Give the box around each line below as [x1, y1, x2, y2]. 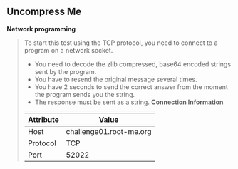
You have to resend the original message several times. [34, 75, 197, 83]
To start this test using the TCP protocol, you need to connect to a [24, 39, 218, 47]
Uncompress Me [6, 6, 82, 18]
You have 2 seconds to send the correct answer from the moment [34, 82, 229, 91]
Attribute [27, 114, 60, 124]
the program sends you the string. [34, 90, 135, 98]
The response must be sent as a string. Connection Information [34, 98, 224, 106]
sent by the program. [34, 67, 97, 76]
